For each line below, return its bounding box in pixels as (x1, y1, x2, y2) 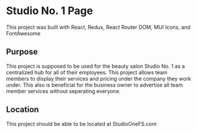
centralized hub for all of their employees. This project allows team (6, 69, 168, 76)
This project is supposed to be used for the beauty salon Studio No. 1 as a (6, 62, 185, 69)
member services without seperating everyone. (6, 87, 121, 95)
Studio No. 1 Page (6, 4, 93, 18)
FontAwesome (6, 29, 41, 36)
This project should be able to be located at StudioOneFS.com (6, 120, 157, 127)
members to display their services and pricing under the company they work (6, 75, 192, 82)
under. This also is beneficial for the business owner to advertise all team (6, 81, 183, 88)
